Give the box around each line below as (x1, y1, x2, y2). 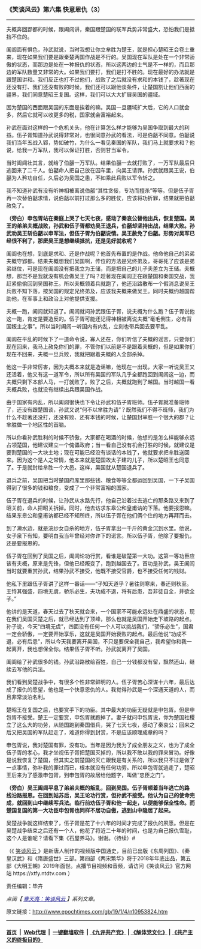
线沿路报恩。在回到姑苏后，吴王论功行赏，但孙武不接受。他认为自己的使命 (6, 792, 190, 799)
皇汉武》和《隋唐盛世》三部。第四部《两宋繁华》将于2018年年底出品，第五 (6, 855, 191, 862)
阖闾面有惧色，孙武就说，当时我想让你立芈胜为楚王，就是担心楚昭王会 (6, 46, 179, 53)
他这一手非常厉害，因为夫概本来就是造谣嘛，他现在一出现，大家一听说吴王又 (6, 363, 195, 370)
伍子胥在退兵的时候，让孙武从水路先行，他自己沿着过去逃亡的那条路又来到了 (6, 497, 195, 504)
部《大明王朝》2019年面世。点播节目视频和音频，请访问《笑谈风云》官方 (6, 863, 186, 870)
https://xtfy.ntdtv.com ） (13, 870, 74, 877)
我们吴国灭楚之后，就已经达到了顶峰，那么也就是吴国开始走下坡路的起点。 (11, 615, 195, 622)
